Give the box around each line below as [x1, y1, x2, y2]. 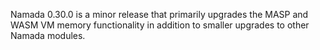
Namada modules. [10, 30, 86, 41]
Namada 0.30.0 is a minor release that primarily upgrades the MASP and [10, 9, 309, 20]
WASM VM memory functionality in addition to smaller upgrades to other [10, 19, 310, 31]
